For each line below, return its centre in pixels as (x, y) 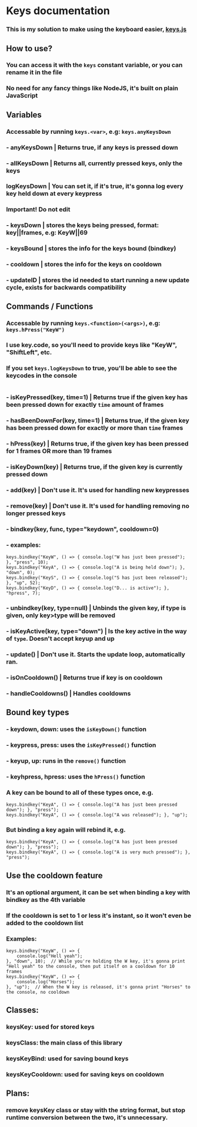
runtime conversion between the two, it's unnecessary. (87, 1118)
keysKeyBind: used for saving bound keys (67, 1059)
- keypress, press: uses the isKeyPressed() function (81, 745)
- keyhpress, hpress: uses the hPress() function (76, 776)
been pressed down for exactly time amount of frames (85, 405)
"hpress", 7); (24, 594)
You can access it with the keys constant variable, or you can (94, 65)
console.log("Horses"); (46, 982)
